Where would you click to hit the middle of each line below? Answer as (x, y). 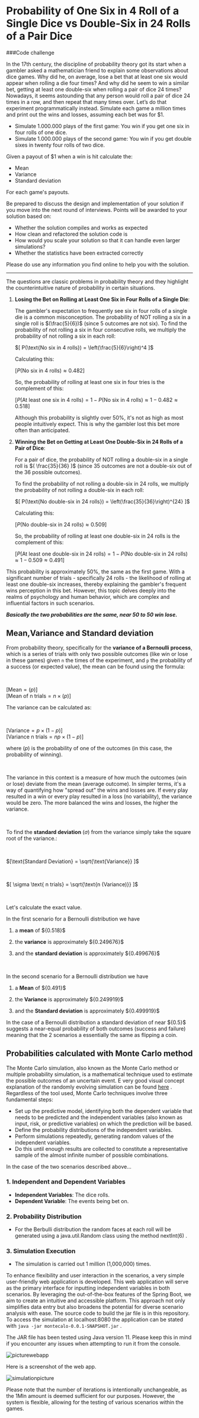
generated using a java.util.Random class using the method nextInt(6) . (101, 1236)
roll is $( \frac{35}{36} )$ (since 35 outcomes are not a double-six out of (103, 466)
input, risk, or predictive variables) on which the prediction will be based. (103, 1124)
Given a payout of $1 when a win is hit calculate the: (70, 156)
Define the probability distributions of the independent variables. (94, 1130)
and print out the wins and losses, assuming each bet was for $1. (85, 115)
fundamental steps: (30, 1099)
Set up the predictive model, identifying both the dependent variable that (103, 1111)
